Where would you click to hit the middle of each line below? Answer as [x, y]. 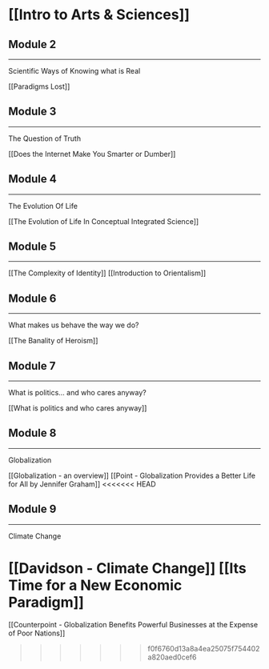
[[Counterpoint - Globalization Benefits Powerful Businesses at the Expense [133, 624]
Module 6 [32, 298]
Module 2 [32, 44]
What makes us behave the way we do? [74, 325]
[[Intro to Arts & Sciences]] [99, 15]
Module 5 [32, 247]
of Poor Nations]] [37, 633]
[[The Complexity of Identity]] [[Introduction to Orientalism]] [107, 273]
